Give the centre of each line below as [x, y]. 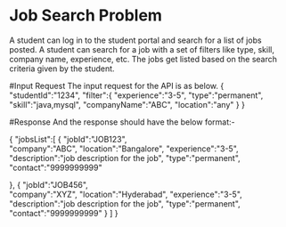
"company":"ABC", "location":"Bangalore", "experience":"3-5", [124, 149]
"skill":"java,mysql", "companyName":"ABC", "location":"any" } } [127, 104]
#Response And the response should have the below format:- [122, 122]
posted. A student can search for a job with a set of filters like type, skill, [142, 49]
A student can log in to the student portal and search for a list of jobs [135, 40]
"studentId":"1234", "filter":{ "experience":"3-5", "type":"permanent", [136, 95]
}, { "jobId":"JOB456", [49, 184]
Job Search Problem [86, 16]
